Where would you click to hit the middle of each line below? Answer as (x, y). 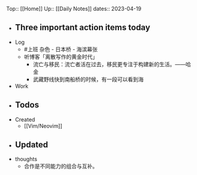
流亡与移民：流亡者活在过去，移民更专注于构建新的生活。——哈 (112, 64)
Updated (32, 145)
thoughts (26, 159)
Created (25, 119)
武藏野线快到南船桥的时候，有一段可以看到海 (88, 79)
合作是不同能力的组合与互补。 (61, 166)
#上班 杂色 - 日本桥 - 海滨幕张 (61, 49)
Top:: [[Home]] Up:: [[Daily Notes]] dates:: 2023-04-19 (74, 9)
